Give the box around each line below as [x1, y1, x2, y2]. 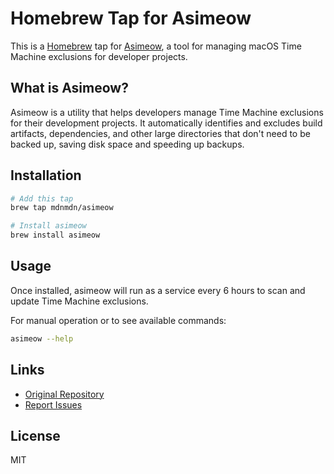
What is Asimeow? [10, 80, 129, 97]
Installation [10, 167, 82, 184]
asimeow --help [10, 333, 74, 344]
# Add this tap [10, 193, 74, 204]
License [10, 427, 61, 444]
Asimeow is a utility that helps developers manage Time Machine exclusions [10, 106, 324, 118]
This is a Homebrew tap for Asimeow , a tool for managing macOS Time [10, 40, 302, 52]
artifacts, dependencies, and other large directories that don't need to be [10, 127, 311, 139]
